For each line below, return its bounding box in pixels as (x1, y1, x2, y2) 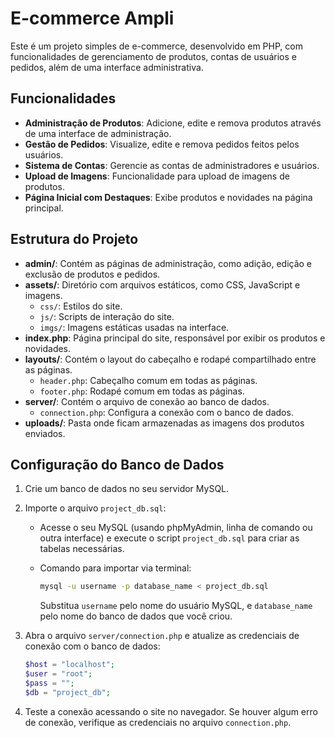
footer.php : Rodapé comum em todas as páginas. (39, 385, 245, 397)
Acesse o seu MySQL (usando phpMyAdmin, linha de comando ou (39, 522, 313, 534)
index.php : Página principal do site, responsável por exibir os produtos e (24, 332, 326, 344)
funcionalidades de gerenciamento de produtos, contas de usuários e (10, 50, 297, 62)
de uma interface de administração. (24, 127, 172, 139)
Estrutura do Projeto (10, 231, 139, 248)
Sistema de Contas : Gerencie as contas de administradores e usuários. (24, 159, 320, 171)
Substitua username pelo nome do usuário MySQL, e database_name (39, 600, 313, 612)
